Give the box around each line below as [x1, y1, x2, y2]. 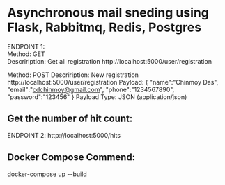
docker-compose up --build [7, 170, 87, 178]
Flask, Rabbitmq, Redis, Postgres [7, 19, 202, 35]
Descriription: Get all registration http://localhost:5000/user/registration [7, 57, 212, 65]
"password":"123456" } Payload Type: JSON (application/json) [7, 92, 187, 101]
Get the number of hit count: [7, 113, 133, 125]
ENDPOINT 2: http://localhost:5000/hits [7, 131, 121, 139]
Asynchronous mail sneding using [7, 5, 209, 21]
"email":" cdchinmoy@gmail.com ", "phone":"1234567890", [7, 85, 175, 94]
